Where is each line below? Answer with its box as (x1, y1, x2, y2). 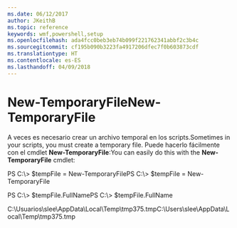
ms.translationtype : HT (7, 51, 78, 58)
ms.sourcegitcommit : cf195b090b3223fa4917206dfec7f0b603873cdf (7, 43, 199, 51)
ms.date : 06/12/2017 (7, 10, 69, 18)
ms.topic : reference (7, 24, 69, 31)
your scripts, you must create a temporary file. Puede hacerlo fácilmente (7, 140, 221, 149)
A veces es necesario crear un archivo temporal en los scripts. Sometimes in (7, 133, 231, 141)
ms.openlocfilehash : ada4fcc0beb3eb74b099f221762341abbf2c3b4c (7, 37, 199, 44)
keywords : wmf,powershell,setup (7, 30, 103, 38)
